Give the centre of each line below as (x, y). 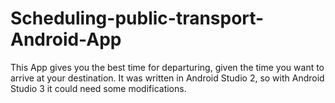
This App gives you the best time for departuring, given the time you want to (167, 67)
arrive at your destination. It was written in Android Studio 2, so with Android (167, 78)
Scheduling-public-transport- (137, 18)
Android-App (66, 39)
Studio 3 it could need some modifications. (98, 88)
